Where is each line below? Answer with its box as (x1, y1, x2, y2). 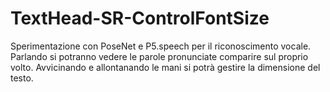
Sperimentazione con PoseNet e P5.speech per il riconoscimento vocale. (10, 40, 312, 52)
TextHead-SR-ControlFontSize (10, 7, 270, 30)
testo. (10, 72, 34, 84)
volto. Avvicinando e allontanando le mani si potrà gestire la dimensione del (10, 61, 321, 73)
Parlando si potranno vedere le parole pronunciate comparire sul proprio (10, 50, 309, 62)
